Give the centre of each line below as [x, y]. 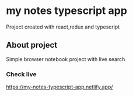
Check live [21, 74]
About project [32, 45]
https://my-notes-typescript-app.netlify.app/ [60, 87]
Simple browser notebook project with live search [66, 59]
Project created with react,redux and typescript [63, 27]
